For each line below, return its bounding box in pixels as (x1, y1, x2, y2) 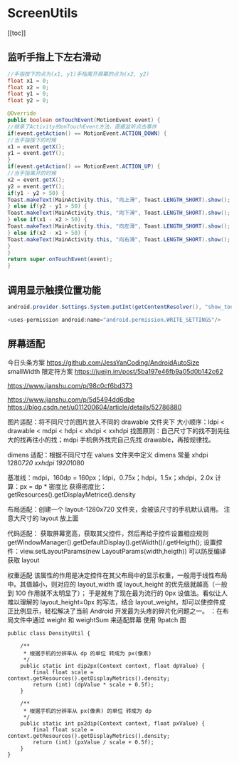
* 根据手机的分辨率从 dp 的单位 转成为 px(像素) (23, 649, 152, 657)
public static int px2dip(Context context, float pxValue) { (20, 719, 205, 727)
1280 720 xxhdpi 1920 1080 (7, 458, 85, 467)
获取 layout (7, 555, 40, 564)
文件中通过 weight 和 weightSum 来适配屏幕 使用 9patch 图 (13, 615, 186, 624)
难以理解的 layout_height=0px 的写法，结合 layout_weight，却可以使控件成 (7, 597, 226, 606)
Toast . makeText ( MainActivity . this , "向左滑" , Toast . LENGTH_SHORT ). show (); (7, 223, 231, 230)
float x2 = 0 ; (7, 83, 50, 91)
